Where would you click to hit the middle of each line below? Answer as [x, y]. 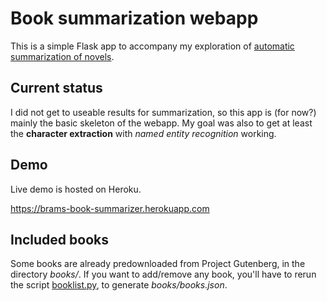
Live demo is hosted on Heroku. [76, 189]
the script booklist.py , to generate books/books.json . [119, 285]
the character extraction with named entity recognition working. [143, 133]
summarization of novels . [62, 56]
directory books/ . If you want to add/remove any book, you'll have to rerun [163, 274]
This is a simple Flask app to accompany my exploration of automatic [152, 46]
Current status [56, 88]
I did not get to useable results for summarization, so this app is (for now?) [163, 112]
